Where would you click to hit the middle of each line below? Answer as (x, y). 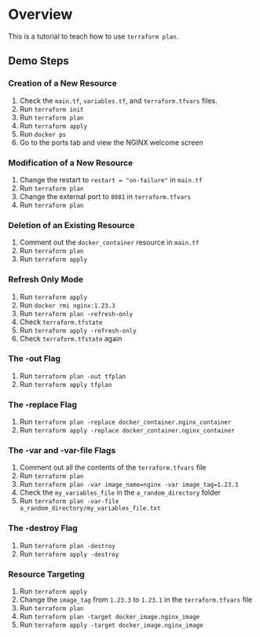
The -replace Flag (42, 404)
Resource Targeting (46, 574)
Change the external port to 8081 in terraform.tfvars (105, 196)
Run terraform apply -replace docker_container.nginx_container (127, 430)
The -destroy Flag (43, 528)
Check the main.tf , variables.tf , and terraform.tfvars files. (118, 101)
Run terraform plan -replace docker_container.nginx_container (125, 422)
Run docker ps (43, 134)
